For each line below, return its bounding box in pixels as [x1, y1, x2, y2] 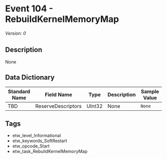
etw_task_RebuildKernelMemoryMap [12, 149, 88, 155]
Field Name [44, 91, 73, 98]
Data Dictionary [5, 73, 55, 82]
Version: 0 [5, 30, 26, 36]
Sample [141, 88, 160, 95]
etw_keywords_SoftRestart [12, 138, 67, 144]
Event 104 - [5, 3, 53, 14]
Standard [7, 88, 31, 95]
